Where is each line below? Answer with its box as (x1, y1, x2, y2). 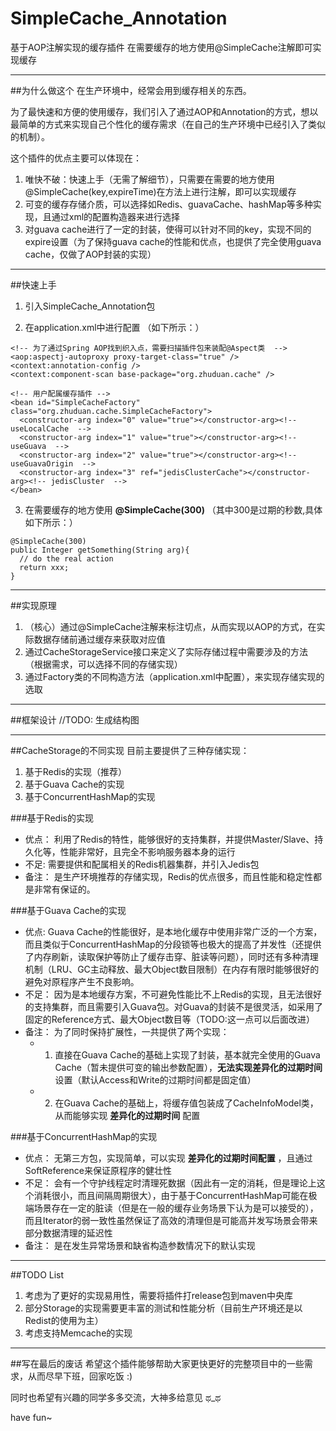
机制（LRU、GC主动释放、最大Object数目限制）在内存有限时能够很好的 (24, 963, 320, 975)
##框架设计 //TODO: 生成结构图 (10, 713, 140, 726)
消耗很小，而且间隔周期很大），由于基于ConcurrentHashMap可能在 (33, 1189, 309, 1201)
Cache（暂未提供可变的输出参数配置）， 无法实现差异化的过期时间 (54, 1061, 323, 1073)
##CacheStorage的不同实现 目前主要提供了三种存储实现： (10, 744, 250, 756)
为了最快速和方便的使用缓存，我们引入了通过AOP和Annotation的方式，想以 (10, 105, 319, 117)
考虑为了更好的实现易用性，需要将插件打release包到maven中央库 (24, 1289, 294, 1301)
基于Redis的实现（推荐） (24, 765, 128, 777)
